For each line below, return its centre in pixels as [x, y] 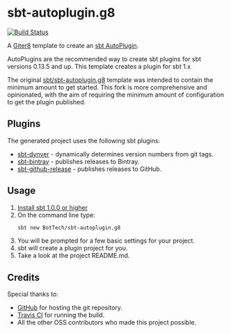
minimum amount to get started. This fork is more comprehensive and [107, 87]
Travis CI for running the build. [61, 315]
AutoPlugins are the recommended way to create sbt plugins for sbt [104, 59]
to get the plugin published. [47, 101]
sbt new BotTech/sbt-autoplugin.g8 [69, 227]
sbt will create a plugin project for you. [72, 248]
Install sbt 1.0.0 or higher [53, 207]
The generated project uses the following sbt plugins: [84, 140]
